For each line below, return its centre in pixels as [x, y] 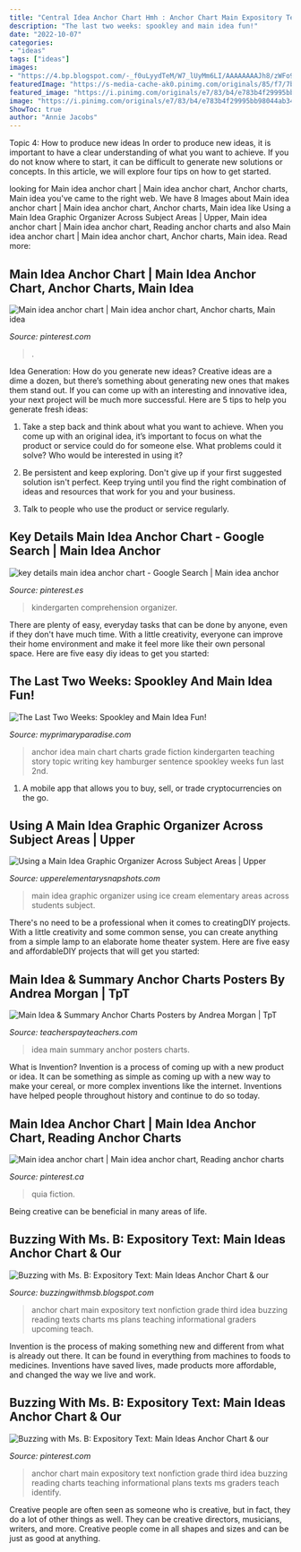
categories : [31, 43]
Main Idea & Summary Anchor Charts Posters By [147, 979]
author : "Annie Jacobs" [54, 117]
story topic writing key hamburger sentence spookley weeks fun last [158, 761]
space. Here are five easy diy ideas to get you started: [109, 653]
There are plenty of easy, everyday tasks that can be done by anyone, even [149, 624]
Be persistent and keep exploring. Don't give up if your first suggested [152, 472]
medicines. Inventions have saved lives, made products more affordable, [143, 1365]
